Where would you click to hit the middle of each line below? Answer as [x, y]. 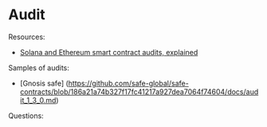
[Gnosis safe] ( [44, 83]
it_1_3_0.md [38, 100]
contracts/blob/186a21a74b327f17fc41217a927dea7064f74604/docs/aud [139, 91]
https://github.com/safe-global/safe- [128, 83]
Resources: [27, 37]
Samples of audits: [39, 67]
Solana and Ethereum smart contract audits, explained [109, 52]
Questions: [26, 115]
